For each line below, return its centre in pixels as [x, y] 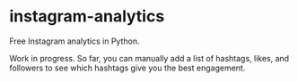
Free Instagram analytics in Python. [74, 41]
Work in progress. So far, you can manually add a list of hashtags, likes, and [149, 58]
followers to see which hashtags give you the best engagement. [127, 68]
